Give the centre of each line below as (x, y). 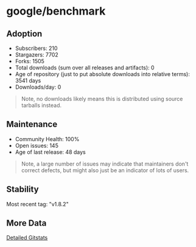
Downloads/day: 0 (38, 87)
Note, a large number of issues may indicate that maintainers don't (105, 164)
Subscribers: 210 (36, 48)
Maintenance (32, 124)
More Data (26, 223)
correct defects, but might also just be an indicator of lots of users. (105, 170)
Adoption (24, 34)
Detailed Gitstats (27, 238)
